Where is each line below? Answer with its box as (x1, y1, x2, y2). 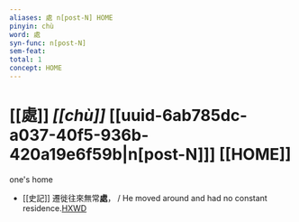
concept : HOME (9, 64, 63, 73)
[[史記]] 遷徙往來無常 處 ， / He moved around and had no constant (22, 192, 267, 203)
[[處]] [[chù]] (9, 106, 106, 126)
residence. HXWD (22, 202, 87, 213)
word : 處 (9, 30, 41, 39)
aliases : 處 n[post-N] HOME (9, 13, 113, 23)
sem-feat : (9, 47, 47, 56)
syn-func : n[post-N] (9, 38, 87, 48)
